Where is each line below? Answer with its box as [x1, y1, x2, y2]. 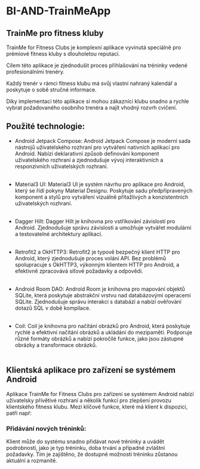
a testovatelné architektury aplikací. [14, 230, 103, 237]
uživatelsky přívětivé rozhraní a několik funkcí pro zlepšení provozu [6, 397, 171, 404]
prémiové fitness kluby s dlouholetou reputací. [6, 50, 121, 57]
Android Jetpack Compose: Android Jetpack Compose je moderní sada [14, 137, 191, 144]
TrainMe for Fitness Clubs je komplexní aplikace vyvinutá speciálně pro [6, 44, 181, 51]
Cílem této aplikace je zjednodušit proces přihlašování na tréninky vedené [6, 62, 188, 69]
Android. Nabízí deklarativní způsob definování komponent [14, 150, 159, 157]
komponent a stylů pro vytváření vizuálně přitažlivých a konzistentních [14, 193, 189, 200]
